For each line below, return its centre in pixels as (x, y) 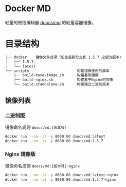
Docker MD (28, 8)
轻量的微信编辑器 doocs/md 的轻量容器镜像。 (51, 22)
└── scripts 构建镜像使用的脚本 (57, 71)
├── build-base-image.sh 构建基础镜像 (56, 75)
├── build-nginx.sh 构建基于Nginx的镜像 (63, 80)
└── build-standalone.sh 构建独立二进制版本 (62, 85)
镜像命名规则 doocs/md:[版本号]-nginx (43, 166)
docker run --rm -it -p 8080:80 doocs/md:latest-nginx (62, 175)
